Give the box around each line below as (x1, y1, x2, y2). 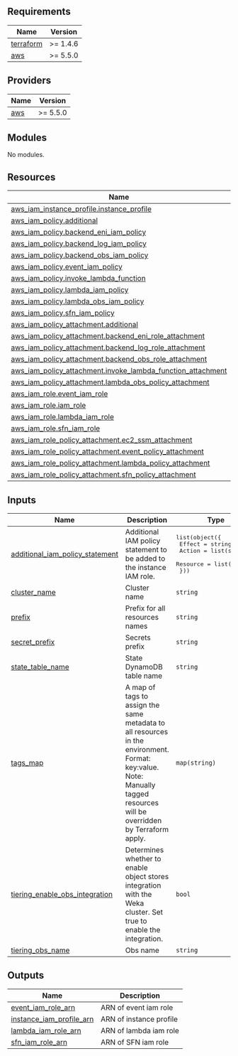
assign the (125, 700, 160, 710)
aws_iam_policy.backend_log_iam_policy (11, 239, 147, 249)
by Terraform (125, 824, 169, 834)
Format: (125, 753, 151, 763)
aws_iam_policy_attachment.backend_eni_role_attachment (11, 331, 205, 341)
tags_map (11, 758, 44, 768)
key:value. (125, 763, 159, 772)
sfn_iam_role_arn (11, 1037, 67, 1047)
